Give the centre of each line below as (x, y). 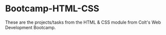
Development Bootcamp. (31, 27)
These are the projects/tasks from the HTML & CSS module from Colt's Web (83, 22)
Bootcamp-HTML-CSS (52, 9)
